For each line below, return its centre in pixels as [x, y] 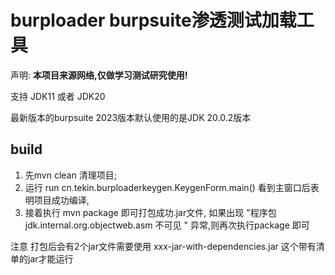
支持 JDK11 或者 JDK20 [58, 96]
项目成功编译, [61, 200]
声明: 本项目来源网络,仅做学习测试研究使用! [99, 75]
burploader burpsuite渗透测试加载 [153, 20]
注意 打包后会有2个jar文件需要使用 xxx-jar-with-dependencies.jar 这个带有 [163, 246]
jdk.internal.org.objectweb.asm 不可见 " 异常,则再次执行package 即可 [167, 225]
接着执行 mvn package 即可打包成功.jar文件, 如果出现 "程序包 [150, 212]
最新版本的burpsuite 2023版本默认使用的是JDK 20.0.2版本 [131, 117]
